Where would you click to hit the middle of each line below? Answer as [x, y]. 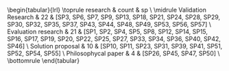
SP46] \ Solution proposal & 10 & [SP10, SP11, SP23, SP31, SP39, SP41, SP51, [115, 46]
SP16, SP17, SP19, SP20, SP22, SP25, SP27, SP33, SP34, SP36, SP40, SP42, [114, 39]
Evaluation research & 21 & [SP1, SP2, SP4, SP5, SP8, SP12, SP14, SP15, [107, 31]
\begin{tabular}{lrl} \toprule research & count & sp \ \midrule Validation [107, 10]
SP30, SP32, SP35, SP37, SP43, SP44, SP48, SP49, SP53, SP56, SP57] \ [109, 24]
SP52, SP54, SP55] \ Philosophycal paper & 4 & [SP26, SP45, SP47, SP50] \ [114, 53]
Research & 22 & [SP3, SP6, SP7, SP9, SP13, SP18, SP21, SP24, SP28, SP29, [114, 17]
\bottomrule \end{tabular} [44, 60]
